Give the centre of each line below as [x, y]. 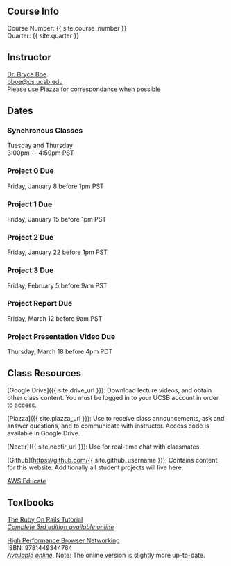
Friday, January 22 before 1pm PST [58, 252]
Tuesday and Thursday [40, 146]
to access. [22, 405]
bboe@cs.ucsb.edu [35, 81]
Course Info [33, 11]
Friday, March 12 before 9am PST [55, 318]
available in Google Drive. [44, 433]
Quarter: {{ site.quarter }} [43, 35]
